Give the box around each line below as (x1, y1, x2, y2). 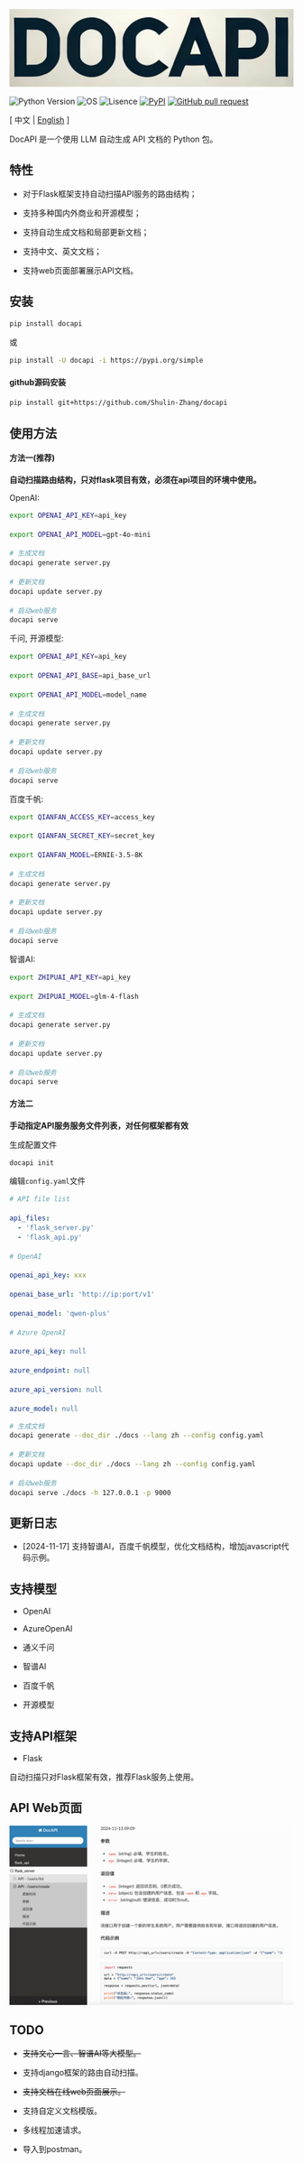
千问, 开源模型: (9, 633, 65, 644)
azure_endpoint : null (9, 1366, 91, 1375)
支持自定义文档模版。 (22, 2105, 102, 2116)
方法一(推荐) (9, 452, 56, 464)
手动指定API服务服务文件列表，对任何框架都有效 (9, 1120, 189, 1131)
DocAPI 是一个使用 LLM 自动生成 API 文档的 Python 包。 (9, 134, 218, 144)
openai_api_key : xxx (9, 1271, 87, 1280)
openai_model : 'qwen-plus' (9, 1308, 111, 1317)
